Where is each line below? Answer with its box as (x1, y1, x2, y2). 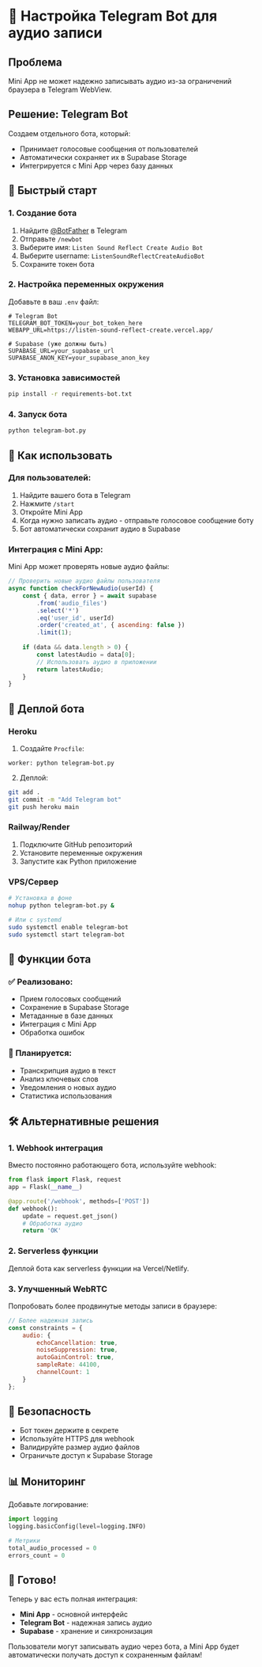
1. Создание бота (8, 207, 77, 218)
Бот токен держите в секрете (19, 1426, 119, 1435)
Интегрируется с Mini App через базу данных (19, 161, 174, 170)
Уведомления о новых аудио (19, 1082, 117, 1092)
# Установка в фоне (8, 894, 73, 902)
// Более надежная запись (8, 1316, 93, 1324)
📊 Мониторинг (8, 1475, 86, 1488)
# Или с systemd (8, 916, 62, 924)
